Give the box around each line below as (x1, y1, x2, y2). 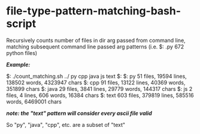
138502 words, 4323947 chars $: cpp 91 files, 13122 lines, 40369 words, (6, 79, 186, 86)
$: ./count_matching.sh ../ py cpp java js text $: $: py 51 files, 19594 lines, (6, 72, 187, 80)
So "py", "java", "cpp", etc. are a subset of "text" (6, 121, 126, 128)
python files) (6, 49, 38, 56)
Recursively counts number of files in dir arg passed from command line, (6, 36, 186, 44)
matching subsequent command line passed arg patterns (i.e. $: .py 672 (6, 43, 184, 50)
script (6, 17, 37, 31)
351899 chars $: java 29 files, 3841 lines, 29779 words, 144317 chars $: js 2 (6, 85, 193, 92)
